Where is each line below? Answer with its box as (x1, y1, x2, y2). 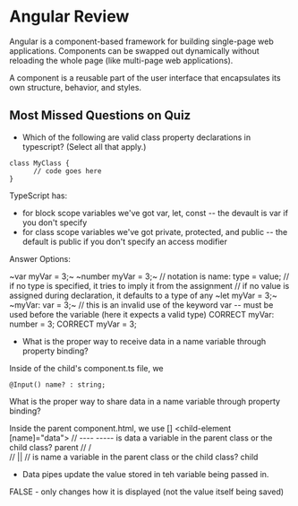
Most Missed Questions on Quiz (9, 108, 192, 123)
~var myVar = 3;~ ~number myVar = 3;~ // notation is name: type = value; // (9, 271, 289, 282)
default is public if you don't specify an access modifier (21, 236, 228, 247)
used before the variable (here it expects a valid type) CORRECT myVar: (9, 309, 275, 319)
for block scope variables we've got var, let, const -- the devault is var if (21, 207, 289, 218)
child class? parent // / (9, 441, 92, 452)
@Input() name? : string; (9, 379, 106, 389)
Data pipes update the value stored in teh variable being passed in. (21, 468, 269, 479)
